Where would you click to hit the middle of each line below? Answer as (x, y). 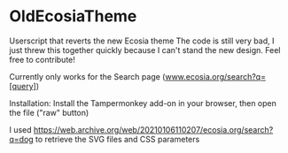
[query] (23, 86)
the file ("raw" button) (49, 112)
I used (21, 129)
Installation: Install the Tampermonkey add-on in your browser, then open (143, 103)
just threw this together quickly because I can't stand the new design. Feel (145, 50)
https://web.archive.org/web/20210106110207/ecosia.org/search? (154, 129)
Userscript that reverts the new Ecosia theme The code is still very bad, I (142, 41)
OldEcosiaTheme (73, 16)
